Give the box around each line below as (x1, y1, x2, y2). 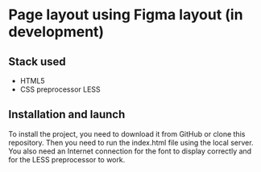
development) (8, 23, 105, 41)
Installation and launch (8, 108, 126, 121)
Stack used (8, 55, 66, 68)
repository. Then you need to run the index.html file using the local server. (8, 137, 254, 147)
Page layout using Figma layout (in (8, 6, 243, 24)
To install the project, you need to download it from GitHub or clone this (8, 129, 246, 138)
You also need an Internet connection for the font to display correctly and (8, 146, 252, 156)
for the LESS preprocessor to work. (8, 154, 126, 164)
